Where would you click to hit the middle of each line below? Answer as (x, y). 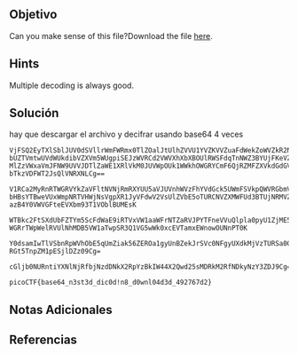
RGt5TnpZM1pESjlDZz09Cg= (55, 252)
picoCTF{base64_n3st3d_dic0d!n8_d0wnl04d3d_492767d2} (111, 283)
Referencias (43, 340)
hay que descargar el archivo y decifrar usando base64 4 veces (126, 134)
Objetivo (33, 15)
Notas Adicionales (61, 310)
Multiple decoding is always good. (72, 85)
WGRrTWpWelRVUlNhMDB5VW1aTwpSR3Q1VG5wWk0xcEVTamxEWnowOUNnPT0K (129, 228)
